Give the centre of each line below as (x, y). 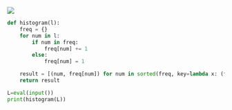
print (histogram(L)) (37, 99)
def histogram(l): (33, 23)
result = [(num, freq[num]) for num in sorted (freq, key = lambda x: (118, 74)
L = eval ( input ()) (30, 93)
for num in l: (40, 36)
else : (40, 55)
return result (40, 80)
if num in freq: (55, 42)
